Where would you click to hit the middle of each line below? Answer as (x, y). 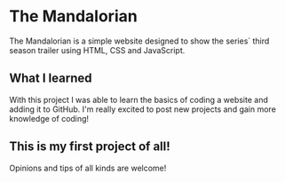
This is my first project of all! (90, 147)
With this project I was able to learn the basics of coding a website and (139, 99)
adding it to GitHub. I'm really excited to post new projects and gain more (143, 109)
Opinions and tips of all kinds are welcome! (88, 168)
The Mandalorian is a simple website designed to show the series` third (139, 41)
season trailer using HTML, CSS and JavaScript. (97, 50)
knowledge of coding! (49, 118)
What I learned (51, 79)
